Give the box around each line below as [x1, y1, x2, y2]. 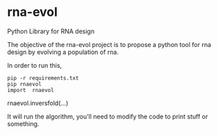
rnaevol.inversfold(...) [7, 98, 69, 107]
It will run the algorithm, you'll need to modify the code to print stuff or [7, 112, 208, 120]
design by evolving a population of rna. [7, 48, 119, 56]
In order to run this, [7, 61, 62, 69]
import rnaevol [7, 87, 54, 93]
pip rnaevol [7, 80, 42, 87]
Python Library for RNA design [7, 27, 95, 35]
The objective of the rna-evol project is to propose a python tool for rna [7, 40, 212, 48]
